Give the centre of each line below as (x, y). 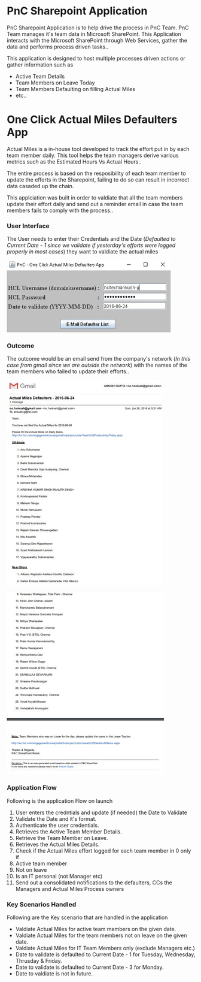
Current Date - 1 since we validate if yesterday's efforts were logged (91, 245)
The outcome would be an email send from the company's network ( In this (99, 359)
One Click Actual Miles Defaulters (92, 120)
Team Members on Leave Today (55, 83)
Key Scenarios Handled (42, 904)
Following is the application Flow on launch (60, 800)
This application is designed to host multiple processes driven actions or (96, 58)
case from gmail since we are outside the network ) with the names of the (97, 365)
